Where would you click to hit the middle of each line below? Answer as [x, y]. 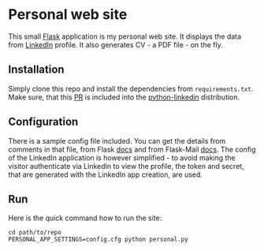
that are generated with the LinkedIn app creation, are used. [106, 174]
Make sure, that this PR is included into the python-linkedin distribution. [124, 97]
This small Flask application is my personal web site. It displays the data [125, 36]
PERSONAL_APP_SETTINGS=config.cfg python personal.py [99, 240]
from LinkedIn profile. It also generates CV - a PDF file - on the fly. [115, 44]
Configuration [43, 122]
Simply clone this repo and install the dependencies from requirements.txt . [131, 88]
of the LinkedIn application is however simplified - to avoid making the [122, 157]
